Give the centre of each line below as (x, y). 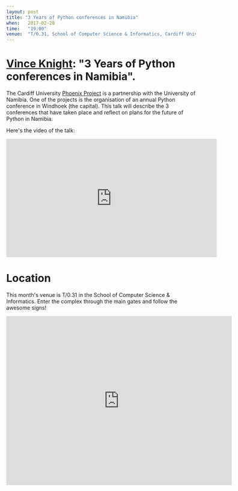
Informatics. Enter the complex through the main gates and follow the (92, 301)
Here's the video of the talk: (41, 130)
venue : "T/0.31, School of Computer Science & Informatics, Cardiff (95, 34)
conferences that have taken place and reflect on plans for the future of (95, 112)
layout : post (23, 12)
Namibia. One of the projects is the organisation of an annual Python (91, 100)
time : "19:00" (26, 29)
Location (29, 279)
